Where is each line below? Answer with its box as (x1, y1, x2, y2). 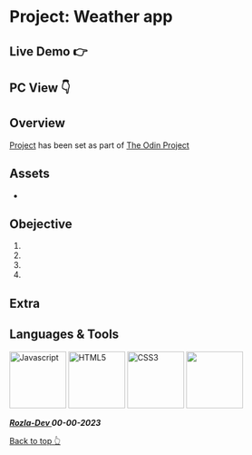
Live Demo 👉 (9, 44, 88, 59)
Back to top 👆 (9, 435, 61, 446)
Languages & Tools (9, 327, 120, 342)
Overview (9, 115, 66, 131)
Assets (9, 166, 50, 182)
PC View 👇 (9, 80, 71, 95)
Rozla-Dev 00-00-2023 (9, 417, 102, 428)
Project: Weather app (9, 6, 173, 27)
